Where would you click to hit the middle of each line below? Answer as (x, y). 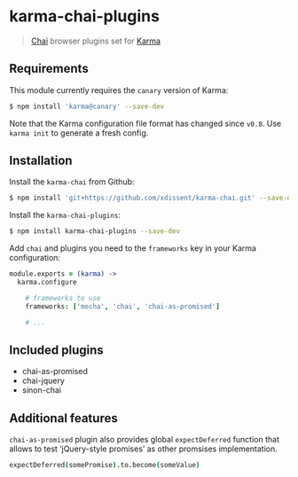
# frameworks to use (63, 298)
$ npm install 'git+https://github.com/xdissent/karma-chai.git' (132, 198)
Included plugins (56, 350)
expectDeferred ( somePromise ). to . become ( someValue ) (105, 465)
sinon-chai (42, 390)
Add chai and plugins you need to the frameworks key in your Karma (133, 248)
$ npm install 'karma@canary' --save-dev (87, 106)
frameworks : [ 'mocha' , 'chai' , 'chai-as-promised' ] (122, 306)
